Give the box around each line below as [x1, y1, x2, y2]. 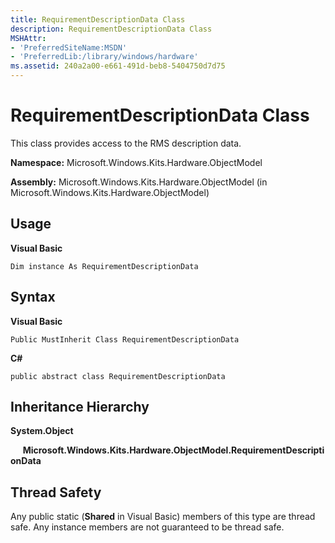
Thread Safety [10, 484, 102, 501]
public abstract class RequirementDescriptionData [10, 371, 226, 381]
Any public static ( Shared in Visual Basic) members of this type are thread [10, 511, 316, 523]
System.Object [10, 425, 74, 437]
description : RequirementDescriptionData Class [10, 24, 213, 34]
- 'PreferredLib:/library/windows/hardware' [10, 52, 199, 62]
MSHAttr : [10, 33, 47, 43]
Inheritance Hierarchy [10, 398, 150, 415]
